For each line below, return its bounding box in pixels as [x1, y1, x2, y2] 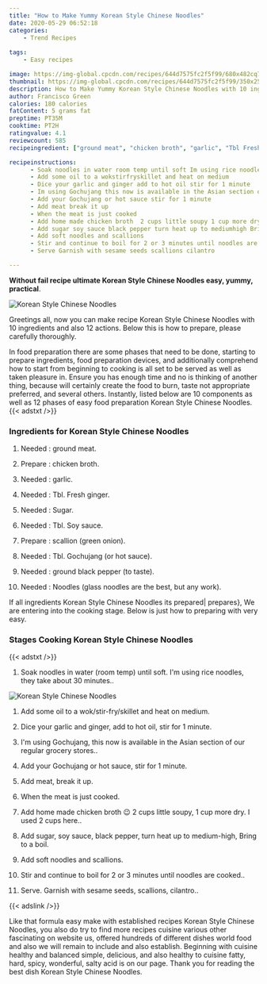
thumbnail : [9, 77, 45, 86]
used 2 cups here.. [20, 816, 82, 825]
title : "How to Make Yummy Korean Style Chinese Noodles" [9, 11, 204, 20]
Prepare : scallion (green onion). [20, 536, 126, 546]
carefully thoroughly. [9, 331, 77, 341]
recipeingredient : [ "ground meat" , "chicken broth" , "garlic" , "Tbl [9, 144, 240, 152]
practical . [9, 283, 41, 294]
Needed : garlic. [20, 475, 74, 484]
